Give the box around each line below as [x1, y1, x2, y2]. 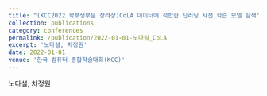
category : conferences [8, 26, 83, 34]
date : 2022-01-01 [8, 48, 66, 56]
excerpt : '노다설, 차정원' [8, 41, 87, 49]
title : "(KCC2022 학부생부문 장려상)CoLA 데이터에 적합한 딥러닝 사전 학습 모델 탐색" [8, 11, 261, 20]
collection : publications [8, 19, 94, 27]
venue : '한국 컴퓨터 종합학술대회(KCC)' [8, 56, 126, 64]
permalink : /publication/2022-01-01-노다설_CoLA [8, 33, 168, 42]
